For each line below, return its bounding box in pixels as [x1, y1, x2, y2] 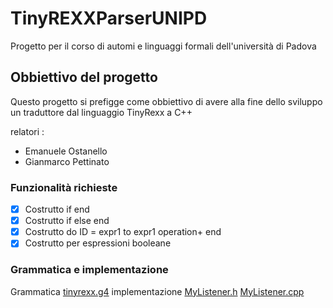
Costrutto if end [24, 203, 90, 216]
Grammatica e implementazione [10, 263, 169, 277]
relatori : [10, 125, 45, 137]
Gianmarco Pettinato [24, 155, 110, 167]
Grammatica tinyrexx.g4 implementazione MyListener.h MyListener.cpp [10, 285, 305, 297]
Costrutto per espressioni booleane [24, 237, 172, 249]
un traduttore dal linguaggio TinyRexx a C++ [10, 106, 193, 118]
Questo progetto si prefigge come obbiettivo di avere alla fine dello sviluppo [10, 95, 323, 107]
